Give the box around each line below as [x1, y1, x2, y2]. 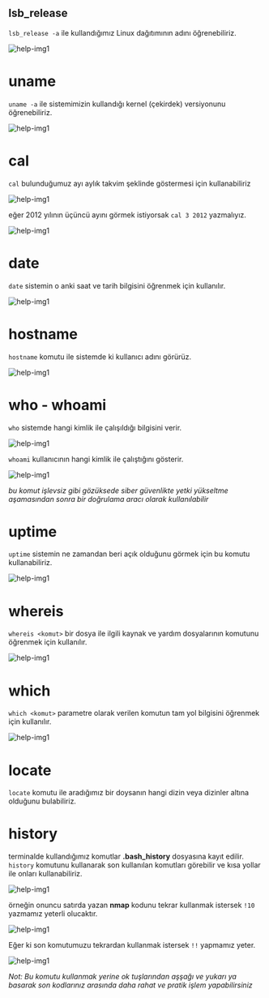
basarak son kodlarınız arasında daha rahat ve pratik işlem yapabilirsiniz [8, 980, 253, 990]
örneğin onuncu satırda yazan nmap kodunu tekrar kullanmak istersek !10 [8, 900, 255, 910]
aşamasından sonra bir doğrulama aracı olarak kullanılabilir [8, 494, 209, 503]
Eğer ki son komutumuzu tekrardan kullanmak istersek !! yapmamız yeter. [8, 940, 256, 950]
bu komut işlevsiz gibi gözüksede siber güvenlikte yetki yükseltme [8, 486, 228, 495]
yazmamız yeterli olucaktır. [8, 909, 98, 919]
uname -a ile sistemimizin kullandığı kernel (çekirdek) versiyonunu [8, 99, 226, 109]
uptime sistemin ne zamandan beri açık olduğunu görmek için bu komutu [8, 549, 250, 559]
